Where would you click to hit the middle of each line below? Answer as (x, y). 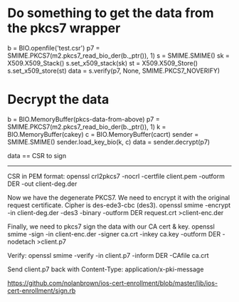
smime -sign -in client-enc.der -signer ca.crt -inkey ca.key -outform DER (114, 234)
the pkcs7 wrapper (64, 28)
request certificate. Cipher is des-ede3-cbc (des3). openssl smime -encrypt (119, 205)
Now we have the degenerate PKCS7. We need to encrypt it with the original (118, 197)
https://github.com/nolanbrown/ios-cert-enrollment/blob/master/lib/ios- (113, 283)
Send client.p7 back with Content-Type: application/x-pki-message (106, 269)
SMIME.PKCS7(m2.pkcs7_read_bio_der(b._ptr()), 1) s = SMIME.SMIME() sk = (118, 56)
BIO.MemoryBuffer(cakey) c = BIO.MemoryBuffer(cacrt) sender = (103, 134)
